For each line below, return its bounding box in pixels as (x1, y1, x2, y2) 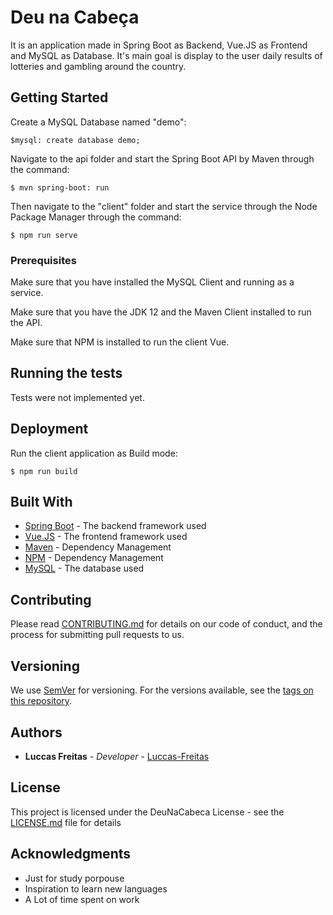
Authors (10, 724, 63, 741)
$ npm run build (10, 466, 78, 476)
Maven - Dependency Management (24, 541, 172, 553)
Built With (10, 494, 73, 511)
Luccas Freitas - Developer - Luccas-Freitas (24, 750, 210, 762)
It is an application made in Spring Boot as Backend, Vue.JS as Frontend (10, 39, 308, 51)
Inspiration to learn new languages (24, 882, 168, 895)
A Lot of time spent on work (24, 893, 140, 905)
